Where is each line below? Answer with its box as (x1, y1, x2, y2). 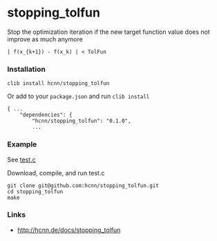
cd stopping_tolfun (7, 188, 64, 195)
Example (7, 139, 37, 149)
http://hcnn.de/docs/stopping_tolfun (17, 226, 121, 234)
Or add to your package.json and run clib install (7, 92, 150, 101)
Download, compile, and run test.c (7, 168, 105, 177)
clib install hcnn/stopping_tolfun (7, 80, 110, 87)
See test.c (7, 155, 36, 164)
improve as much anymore (7, 35, 83, 43)
